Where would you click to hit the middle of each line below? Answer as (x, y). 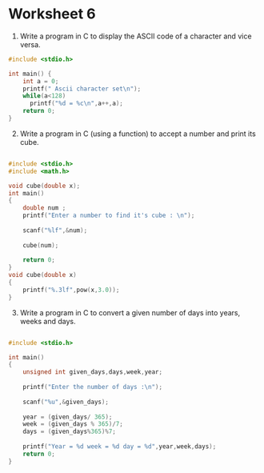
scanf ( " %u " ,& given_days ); (66, 402)
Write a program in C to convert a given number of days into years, (130, 312)
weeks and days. (48, 321)
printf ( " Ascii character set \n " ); (82, 89)
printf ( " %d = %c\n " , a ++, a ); (76, 104)
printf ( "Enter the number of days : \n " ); (92, 387)
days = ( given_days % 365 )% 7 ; (69, 432)
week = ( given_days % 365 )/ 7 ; (73, 424)
